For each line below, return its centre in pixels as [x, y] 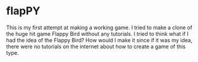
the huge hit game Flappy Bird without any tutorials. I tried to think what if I [98, 33]
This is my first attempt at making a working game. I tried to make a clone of [99, 27]
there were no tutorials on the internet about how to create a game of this [96, 46]
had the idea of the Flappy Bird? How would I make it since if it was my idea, [99, 40]
